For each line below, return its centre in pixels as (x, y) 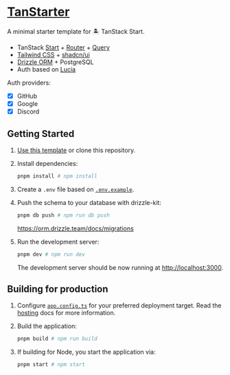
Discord (28, 111)
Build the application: (47, 326)
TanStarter (38, 12)
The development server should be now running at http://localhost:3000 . (120, 267)
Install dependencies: (47, 163)
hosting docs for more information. (66, 313)
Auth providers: (29, 83)
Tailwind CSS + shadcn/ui (54, 54)
